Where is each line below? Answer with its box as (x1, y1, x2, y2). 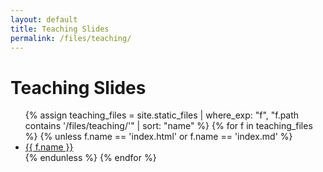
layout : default (10, 14, 78, 25)
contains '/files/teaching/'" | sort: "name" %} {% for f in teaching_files (24, 120, 313, 132)
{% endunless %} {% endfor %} (24, 152, 157, 164)
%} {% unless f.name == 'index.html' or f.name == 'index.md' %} (24, 131, 293, 143)
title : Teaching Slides (10, 24, 110, 34)
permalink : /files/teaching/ (10, 33, 132, 43)
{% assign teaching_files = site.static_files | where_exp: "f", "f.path (24, 109, 300, 121)
